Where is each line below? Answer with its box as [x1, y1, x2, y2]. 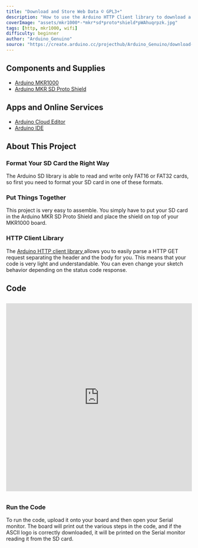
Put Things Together [6, 193, 67, 202]
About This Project [6, 141, 77, 151]
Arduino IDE [14, 124, 44, 132]
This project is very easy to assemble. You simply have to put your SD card [6, 207, 188, 214]
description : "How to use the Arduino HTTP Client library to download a [6, 14, 192, 20]
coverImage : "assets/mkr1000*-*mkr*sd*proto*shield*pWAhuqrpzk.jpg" [6, 19, 178, 25]
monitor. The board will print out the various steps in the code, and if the [6, 523, 181, 530]
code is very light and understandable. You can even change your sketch [6, 260, 184, 267]
